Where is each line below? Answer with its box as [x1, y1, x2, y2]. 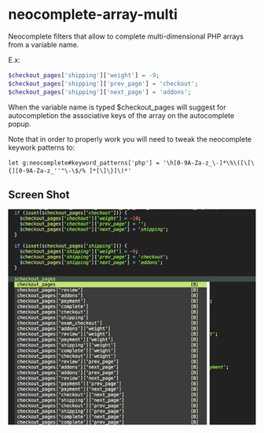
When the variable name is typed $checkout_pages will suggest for [8, 102, 226, 112]
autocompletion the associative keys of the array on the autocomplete [8, 110, 235, 120]
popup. [8, 119, 31, 128]
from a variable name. [8, 39, 79, 49]
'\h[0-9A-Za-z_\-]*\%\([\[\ [162, 159, 255, 167]
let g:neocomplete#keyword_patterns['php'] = [8, 159, 159, 167]
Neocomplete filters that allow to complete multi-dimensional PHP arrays [8, 31, 244, 41]
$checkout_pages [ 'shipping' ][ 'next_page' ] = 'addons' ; [8, 88, 192, 96]
